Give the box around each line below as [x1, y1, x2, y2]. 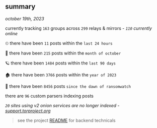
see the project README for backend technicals [17, 117, 116, 123]
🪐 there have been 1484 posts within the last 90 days [5, 60, 116, 66]
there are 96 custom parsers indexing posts [5, 93, 94, 99]
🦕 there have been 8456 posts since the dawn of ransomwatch [5, 83, 131, 89]
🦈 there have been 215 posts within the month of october [5, 50, 121, 56]
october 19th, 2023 [5, 15, 45, 21]
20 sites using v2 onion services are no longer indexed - [5, 102, 120, 108]
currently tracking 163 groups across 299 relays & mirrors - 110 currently [5, 25, 153, 31]
